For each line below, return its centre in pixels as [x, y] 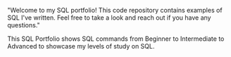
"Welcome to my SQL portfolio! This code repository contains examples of [115, 10]
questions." [24, 25]
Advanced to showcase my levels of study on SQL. [81, 46]
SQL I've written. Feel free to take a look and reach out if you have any [109, 18]
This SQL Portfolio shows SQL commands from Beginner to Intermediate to [116, 39]
